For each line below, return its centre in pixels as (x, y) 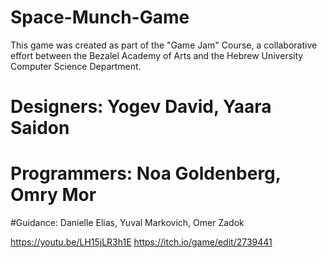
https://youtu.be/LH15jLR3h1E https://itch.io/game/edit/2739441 (141, 242)
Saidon (40, 128)
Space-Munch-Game (100, 17)
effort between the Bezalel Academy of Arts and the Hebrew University (157, 55)
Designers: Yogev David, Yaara (141, 107)
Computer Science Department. (76, 66)
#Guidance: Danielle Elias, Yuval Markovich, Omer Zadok (127, 223)
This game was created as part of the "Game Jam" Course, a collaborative (164, 45)
